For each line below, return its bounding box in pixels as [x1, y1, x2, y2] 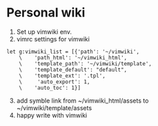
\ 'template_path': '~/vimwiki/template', [19, 60, 152, 67]
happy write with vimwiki [16, 111, 88, 119]
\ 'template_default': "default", [19, 66, 128, 73]
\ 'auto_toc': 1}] [19, 84, 81, 91]
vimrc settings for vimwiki [16, 34, 90, 43]
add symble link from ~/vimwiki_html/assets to [16, 96, 149, 105]
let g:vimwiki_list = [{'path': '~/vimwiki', [6, 48, 139, 55]
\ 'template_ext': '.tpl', [19, 72, 106, 79]
